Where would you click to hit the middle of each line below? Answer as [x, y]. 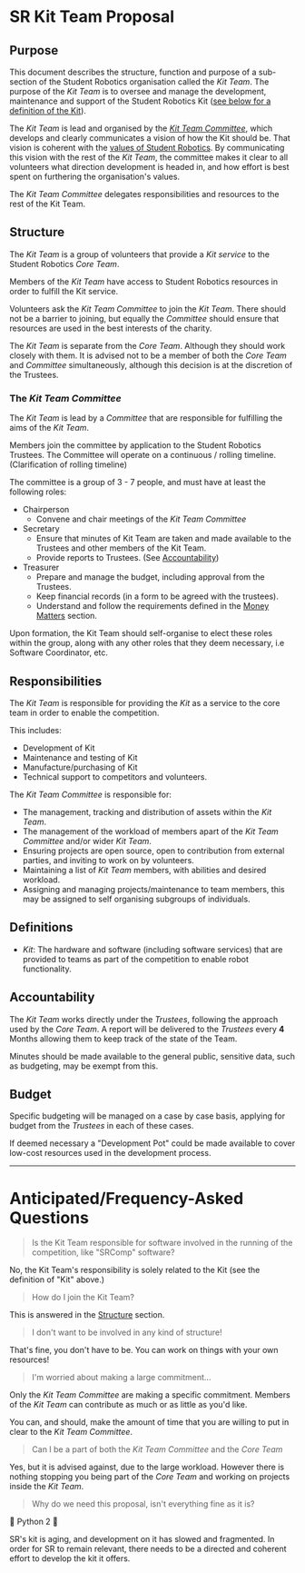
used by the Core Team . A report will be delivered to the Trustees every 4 [147, 1029]
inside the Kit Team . [47, 1487]
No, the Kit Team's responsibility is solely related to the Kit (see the [135, 1270]
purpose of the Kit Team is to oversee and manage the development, [138, 91]
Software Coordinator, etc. [59, 652]
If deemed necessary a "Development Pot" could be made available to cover [152, 1143]
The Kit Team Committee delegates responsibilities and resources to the [144, 194]
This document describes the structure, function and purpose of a [133, 72]
